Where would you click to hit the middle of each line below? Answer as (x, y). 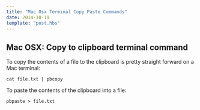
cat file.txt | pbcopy (35, 79)
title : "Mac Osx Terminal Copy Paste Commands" (67, 12)
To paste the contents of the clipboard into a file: (66, 90)
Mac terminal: (23, 68)
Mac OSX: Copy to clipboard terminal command (97, 47)
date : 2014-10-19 (28, 17)
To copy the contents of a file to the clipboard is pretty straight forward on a (100, 62)
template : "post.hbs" (33, 23)
